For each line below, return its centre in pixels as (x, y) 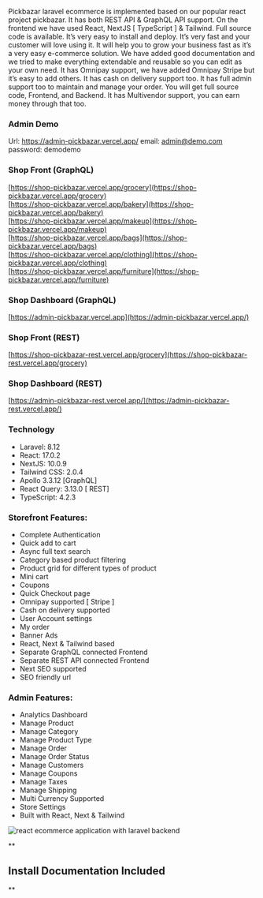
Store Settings (43, 807)
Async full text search (55, 552)
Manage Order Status (54, 757)
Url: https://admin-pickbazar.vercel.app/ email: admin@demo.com (115, 141)
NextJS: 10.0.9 (43, 463)
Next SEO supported (53, 669)
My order (34, 627)
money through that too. (47, 103)
